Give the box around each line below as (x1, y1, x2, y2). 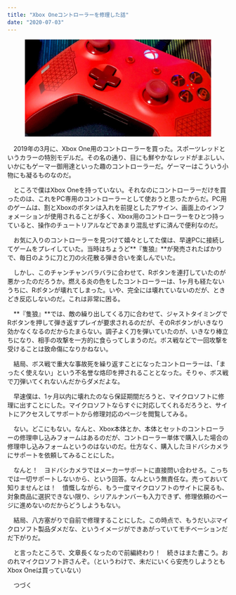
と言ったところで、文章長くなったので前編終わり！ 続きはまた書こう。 (13, 549, 223, 557)
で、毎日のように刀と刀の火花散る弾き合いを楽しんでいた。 (7, 254, 179, 262)
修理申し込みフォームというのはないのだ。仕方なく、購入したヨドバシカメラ (7, 443, 229, 451)
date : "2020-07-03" (7, 18, 65, 26)
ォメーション (7, 212, 44, 221)
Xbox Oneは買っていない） (7, 566, 86, 575)
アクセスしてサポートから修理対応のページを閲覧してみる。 (19, 410, 192, 418)
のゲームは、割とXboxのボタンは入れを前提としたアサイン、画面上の (7, 204, 206, 212)
